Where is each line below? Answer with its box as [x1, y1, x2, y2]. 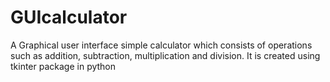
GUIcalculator [10, 6, 128, 29]
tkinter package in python [10, 60, 117, 72]
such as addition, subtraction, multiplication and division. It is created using [10, 49, 321, 61]
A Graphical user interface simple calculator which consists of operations [10, 39, 313, 51]
